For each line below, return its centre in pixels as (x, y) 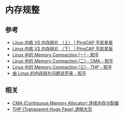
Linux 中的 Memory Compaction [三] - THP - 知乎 (62, 67)
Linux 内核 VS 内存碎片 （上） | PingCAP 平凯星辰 (62, 43)
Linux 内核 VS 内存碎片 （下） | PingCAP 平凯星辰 (62, 49)
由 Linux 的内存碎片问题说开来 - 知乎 (49, 73)
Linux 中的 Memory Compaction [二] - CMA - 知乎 (63, 61)
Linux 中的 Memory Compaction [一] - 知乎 (56, 55)
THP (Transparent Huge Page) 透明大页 (52, 109)
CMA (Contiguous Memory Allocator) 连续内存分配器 (65, 103)
